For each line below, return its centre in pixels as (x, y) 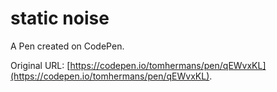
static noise (60, 18)
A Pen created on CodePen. (67, 46)
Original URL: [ (40, 65)
